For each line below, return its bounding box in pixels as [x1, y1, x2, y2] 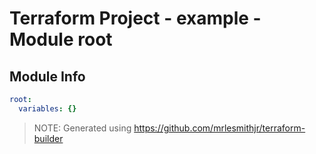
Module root [9, 28, 113, 51]
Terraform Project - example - [9, 7, 262, 30]
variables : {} [18, 103, 77, 114]
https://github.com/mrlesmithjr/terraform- [133, 122, 306, 134]
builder [33, 132, 64, 144]
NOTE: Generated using [33, 122, 132, 134]
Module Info [9, 68, 86, 85]
